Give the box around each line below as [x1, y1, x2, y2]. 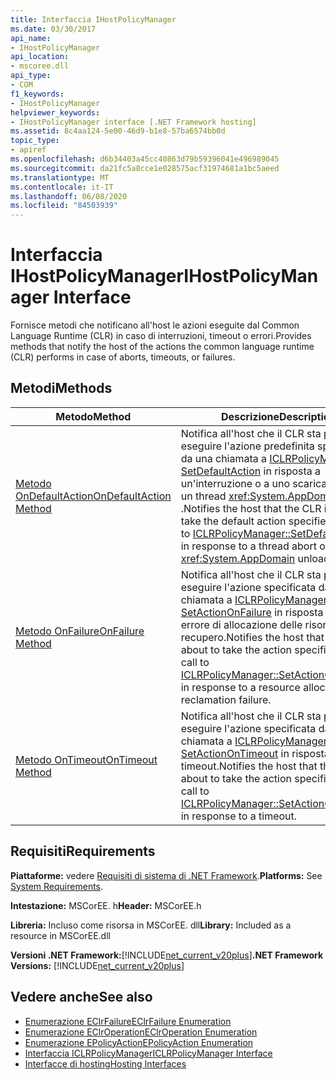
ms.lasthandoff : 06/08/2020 [10, 191, 128, 201]
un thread [180, 489, 227, 503]
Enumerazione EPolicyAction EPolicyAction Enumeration [24, 1036, 254, 1048]
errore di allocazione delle [180, 617, 303, 631]
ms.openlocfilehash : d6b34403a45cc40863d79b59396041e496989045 [10, 154, 280, 164]
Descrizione [220, 409, 280, 423]
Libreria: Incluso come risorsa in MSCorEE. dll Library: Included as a [10, 919, 292, 931]
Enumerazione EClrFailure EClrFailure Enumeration [24, 1015, 232, 1027]
